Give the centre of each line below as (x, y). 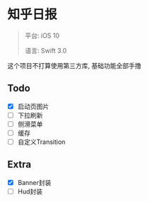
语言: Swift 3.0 (46, 50)
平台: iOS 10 (42, 35)
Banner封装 (34, 182)
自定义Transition (41, 142)
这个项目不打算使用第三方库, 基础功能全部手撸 (74, 65)
